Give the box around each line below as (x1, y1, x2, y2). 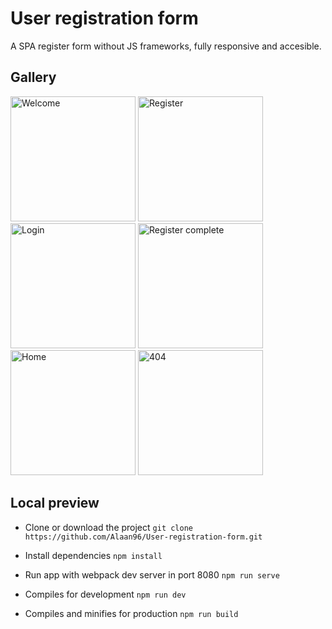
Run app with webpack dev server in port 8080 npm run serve (24, 568, 280, 581)
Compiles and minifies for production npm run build (24, 607, 239, 619)
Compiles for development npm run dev (24, 588, 187, 600)
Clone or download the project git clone (24, 521, 193, 533)
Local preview (10, 495, 100, 512)
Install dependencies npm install (24, 549, 163, 561)
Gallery (10, 69, 57, 86)
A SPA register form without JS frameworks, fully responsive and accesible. (10, 40, 322, 52)
